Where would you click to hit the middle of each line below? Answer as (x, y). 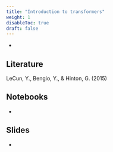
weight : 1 (18, 17)
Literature (25, 64)
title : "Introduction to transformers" (56, 12)
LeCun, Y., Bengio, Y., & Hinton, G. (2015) (56, 79)
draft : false (22, 28)
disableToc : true (28, 23)
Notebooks (27, 97)
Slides (18, 130)
